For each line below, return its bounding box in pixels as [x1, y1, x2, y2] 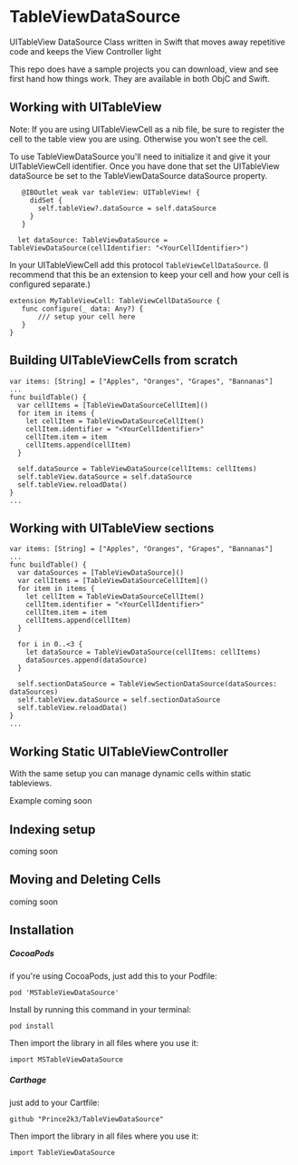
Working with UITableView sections [9, 520, 215, 536]
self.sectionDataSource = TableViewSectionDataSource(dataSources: [17, 679, 278, 689]
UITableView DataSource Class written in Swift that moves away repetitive [9, 36, 285, 47]
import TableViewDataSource [9, 1149, 116, 1158]
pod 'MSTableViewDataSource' [9, 988, 120, 998]
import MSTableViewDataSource [9, 1055, 124, 1064]
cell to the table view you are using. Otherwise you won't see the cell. [9, 133, 269, 144]
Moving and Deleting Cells [9, 872, 161, 887]
